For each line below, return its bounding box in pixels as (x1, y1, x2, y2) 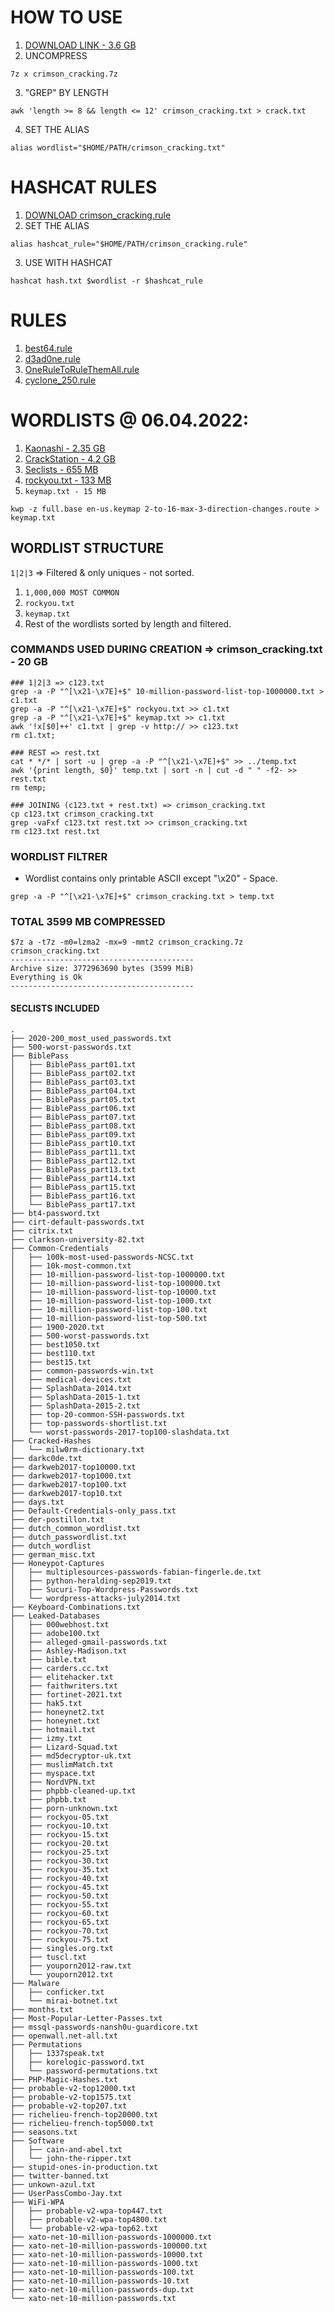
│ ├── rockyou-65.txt (10, 1917, 110, 1927)
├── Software (10, 2136, 65, 2146)
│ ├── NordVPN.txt (10, 1777, 97, 1787)
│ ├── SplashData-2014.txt (10, 1383, 132, 1393)
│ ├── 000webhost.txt (10, 1619, 110, 1630)
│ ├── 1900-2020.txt (10, 1322, 105, 1332)
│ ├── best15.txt (10, 1357, 92, 1367)
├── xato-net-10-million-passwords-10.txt (10, 2276, 190, 2286)
